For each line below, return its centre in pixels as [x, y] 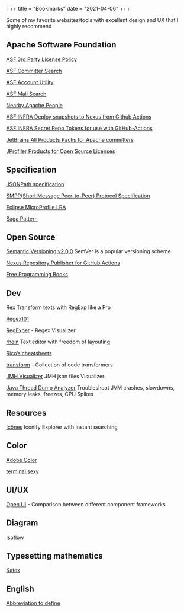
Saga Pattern [22, 218]
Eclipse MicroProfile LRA [36, 207]
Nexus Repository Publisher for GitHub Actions [63, 263]
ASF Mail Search [26, 94]
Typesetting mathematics [55, 556]
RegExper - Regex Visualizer [41, 330]
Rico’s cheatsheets [29, 353]
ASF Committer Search [34, 71]
